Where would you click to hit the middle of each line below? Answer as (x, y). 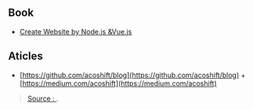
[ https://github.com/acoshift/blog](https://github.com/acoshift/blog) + (132, 75)
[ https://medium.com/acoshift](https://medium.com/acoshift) (118, 83)
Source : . (43, 98)
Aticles (25, 57)
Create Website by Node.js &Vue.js (76, 31)
